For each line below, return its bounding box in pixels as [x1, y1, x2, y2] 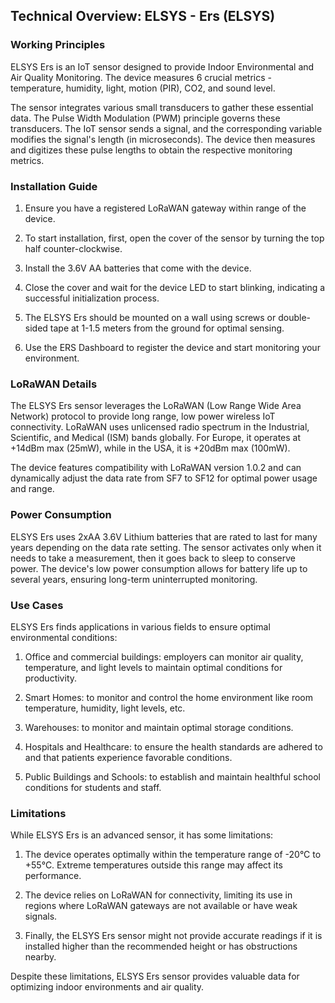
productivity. [24, 672, 78, 684]
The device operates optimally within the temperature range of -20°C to [24, 849, 322, 861]
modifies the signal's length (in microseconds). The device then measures [10, 133, 316, 145]
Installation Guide [10, 179, 98, 193]
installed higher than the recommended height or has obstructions [24, 940, 298, 953]
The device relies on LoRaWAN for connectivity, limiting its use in [24, 889, 293, 901]
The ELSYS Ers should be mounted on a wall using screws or [24, 311, 277, 323]
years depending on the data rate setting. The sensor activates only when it [10, 541, 322, 553]
